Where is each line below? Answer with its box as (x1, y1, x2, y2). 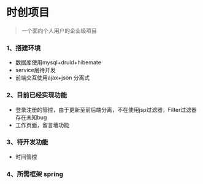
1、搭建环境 (6, 43, 41, 52)
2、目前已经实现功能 (6, 91, 67, 100)
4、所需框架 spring (6, 169, 63, 178)
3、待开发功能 (6, 138, 48, 147)
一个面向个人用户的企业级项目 (21, 27, 97, 34)
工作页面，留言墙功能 (15, 121, 69, 128)
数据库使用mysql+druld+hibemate (15, 59, 101, 66)
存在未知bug (15, 114, 47, 121)
